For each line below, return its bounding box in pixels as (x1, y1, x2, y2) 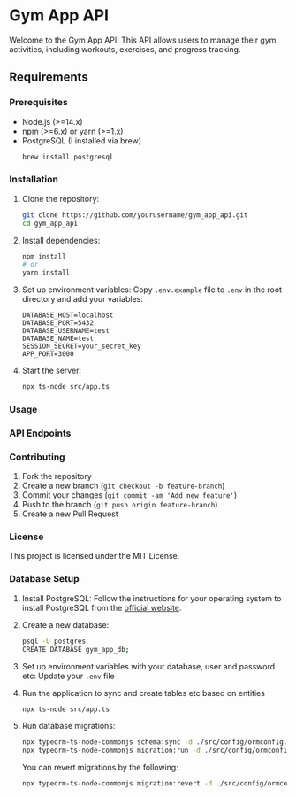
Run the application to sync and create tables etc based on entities (21, 687, 265, 698)
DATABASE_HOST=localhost (21, 311, 114, 320)
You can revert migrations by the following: (21, 762, 178, 773)
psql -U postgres (21, 637, 87, 646)
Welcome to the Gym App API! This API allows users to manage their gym (9, 35, 277, 45)
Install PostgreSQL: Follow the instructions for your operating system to (21, 592, 282, 603)
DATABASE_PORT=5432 (21, 319, 95, 328)
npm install (21, 251, 66, 261)
